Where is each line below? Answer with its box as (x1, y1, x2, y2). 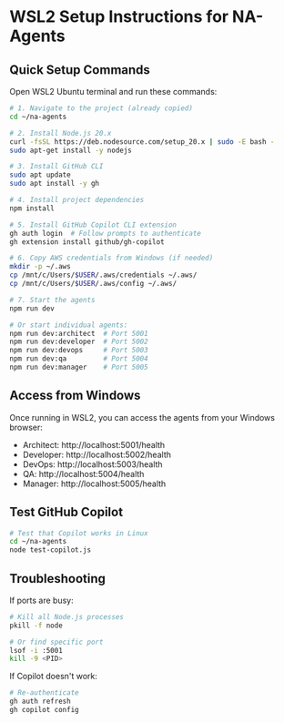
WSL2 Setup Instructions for (9, 6, 229, 27)
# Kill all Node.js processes (9, 612, 125, 621)
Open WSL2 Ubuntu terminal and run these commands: (9, 87, 218, 97)
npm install (9, 203, 55, 213)
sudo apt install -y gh (9, 179, 100, 188)
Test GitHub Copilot (9, 504, 124, 520)
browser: (9, 422, 44, 433)
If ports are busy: (9, 595, 75, 606)
